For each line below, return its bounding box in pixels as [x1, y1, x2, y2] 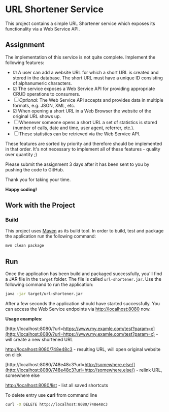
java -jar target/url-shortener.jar [5, 291, 83, 297]
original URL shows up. [12, 113, 61, 119]
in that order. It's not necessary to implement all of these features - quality [5, 146, 161, 152]
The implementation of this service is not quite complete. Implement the [5, 54, 156, 60]
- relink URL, [136, 367, 162, 373]
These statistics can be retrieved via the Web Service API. [19, 131, 141, 137]
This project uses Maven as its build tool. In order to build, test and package [5, 228, 164, 234]
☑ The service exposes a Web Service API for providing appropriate [12, 85, 155, 92]
